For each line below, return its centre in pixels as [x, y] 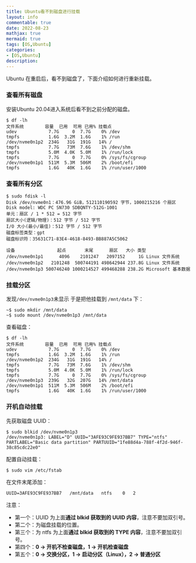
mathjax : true [24, 34]
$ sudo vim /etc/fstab [34, 470]
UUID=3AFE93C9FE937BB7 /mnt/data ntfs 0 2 [71, 493]
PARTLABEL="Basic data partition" [49, 442]
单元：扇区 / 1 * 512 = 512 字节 [44, 214]
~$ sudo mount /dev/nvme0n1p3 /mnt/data [57, 315]
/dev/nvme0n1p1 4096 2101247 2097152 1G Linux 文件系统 [93, 257]
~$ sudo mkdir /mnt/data [37, 310]
